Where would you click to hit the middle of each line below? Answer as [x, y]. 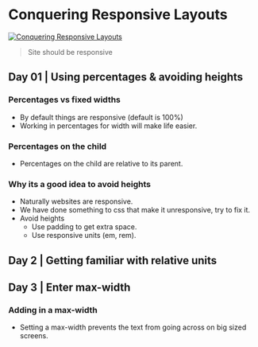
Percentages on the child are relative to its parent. [101, 163]
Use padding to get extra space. [84, 227]
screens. [34, 336]
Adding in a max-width [53, 310]
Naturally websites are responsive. [76, 201]
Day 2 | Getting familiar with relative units [113, 260]
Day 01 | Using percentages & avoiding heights [126, 77]
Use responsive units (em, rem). [84, 236]
